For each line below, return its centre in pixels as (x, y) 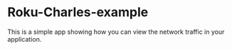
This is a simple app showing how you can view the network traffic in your (116, 32)
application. (25, 39)
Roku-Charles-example (78, 12)
